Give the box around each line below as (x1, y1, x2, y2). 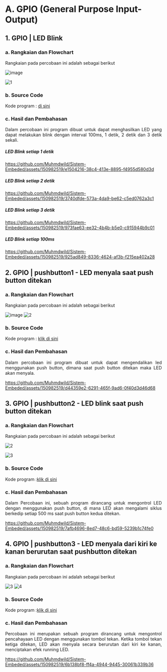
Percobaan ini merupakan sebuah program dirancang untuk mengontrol (5, 631, 162, 637)
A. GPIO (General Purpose (5, 3, 114, 15)
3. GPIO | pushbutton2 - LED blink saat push (5, 399, 144, 408)
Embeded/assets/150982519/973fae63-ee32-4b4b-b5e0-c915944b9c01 (5, 225, 155, 231)
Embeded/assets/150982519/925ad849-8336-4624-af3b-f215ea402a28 (5, 254, 155, 260)
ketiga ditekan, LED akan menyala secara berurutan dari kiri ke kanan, (5, 641, 162, 647)
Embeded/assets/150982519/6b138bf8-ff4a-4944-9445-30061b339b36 (5, 662, 154, 668)
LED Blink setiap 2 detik (5, 178, 55, 184)
